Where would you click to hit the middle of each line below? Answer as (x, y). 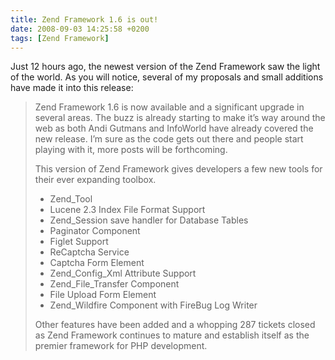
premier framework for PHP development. (121, 346)
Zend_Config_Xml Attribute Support (123, 273)
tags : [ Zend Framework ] (60, 38)
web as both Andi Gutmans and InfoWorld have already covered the (174, 128)
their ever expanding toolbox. (95, 180)
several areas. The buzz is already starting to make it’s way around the (180, 118)
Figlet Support (79, 242)
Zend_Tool (71, 199)
